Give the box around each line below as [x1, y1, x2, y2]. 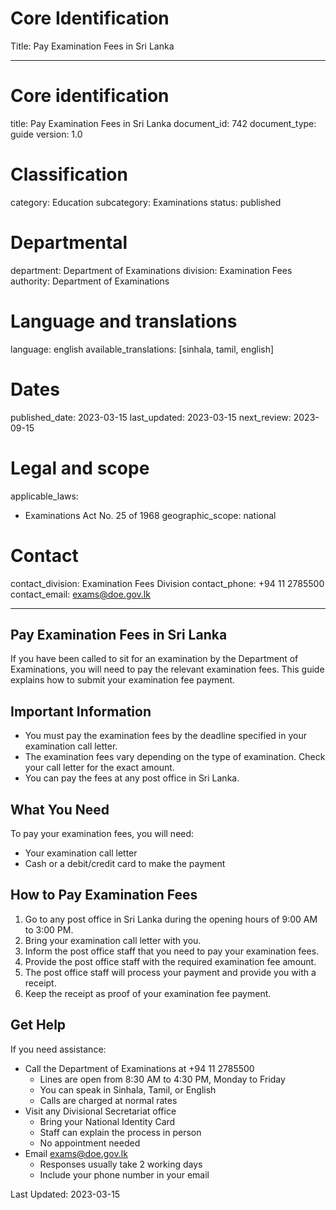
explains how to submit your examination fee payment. [10, 674, 236, 686]
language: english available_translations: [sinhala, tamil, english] [10, 343, 275, 355]
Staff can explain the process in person [39, 1126, 202, 1138]
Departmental [10, 232, 128, 254]
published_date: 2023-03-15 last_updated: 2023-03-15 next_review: [10, 411, 292, 423]
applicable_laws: [10, 490, 79, 502]
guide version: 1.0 [10, 128, 83, 140]
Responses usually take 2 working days [39, 1158, 203, 1170]
